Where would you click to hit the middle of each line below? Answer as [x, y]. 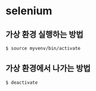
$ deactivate [22, 82]
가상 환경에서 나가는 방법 [48, 69]
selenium [29, 11]
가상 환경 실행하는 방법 [45, 34]
